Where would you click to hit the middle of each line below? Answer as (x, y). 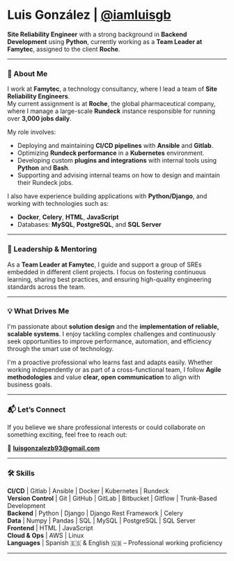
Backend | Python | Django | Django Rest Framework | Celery (95, 514)
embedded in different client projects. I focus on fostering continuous (107, 271)
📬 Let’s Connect (37, 410)
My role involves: (32, 132)
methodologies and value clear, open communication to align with (104, 377)
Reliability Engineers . (39, 96)
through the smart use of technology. (61, 348)
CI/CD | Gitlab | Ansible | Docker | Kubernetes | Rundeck (88, 491)
